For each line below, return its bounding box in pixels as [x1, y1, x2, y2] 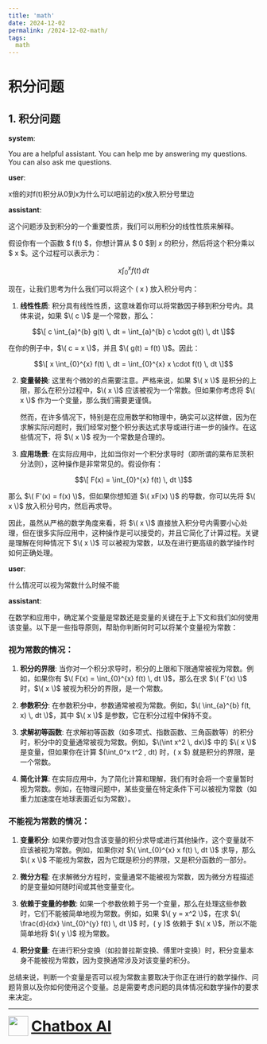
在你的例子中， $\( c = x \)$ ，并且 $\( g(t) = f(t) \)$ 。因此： [8, 343, 200, 352]
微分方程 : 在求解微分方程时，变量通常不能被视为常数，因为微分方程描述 [19, 872, 254, 882]
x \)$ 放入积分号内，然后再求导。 [8, 501, 117, 510]
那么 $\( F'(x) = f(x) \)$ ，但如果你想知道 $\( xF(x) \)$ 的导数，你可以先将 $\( [8, 491, 256, 501]
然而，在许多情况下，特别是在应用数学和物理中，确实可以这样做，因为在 [19, 412, 257, 421]
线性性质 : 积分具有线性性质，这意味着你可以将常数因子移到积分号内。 [19, 301, 247, 310]
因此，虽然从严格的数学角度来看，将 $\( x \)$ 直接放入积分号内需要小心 [8, 518, 241, 527]
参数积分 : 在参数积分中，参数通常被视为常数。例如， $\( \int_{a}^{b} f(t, [19, 701, 252, 710]
